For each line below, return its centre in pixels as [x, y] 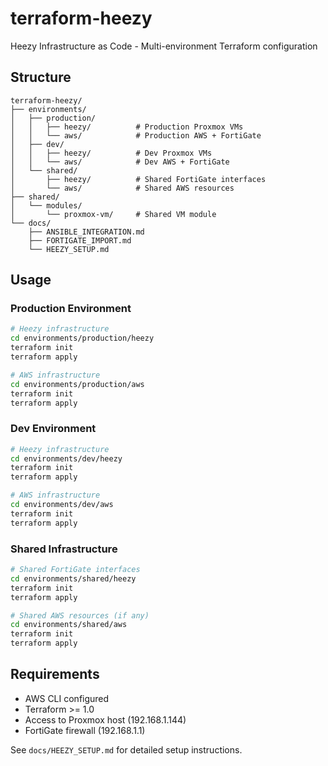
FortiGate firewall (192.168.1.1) [85, 730]
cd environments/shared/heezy [73, 578]
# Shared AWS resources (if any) [80, 615]
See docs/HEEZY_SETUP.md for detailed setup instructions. [126, 749]
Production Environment [71, 309]
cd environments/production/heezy [82, 338]
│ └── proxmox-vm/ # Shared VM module [113, 214]
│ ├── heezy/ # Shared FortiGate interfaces [138, 179]
